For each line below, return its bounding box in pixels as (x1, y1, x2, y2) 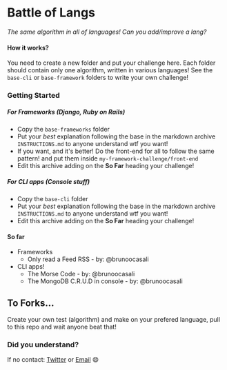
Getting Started (7, 91, 60, 101)
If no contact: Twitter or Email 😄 (7, 356, 99, 364)
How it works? (7, 43, 50, 52)
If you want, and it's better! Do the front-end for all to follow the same (17, 147, 215, 156)
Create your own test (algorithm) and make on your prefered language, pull (7, 316, 221, 324)
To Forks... (7, 297, 55, 309)
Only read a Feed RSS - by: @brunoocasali (27, 255, 150, 263)
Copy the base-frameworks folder (17, 125, 110, 134)
